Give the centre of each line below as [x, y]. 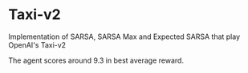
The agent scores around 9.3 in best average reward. [96, 60]
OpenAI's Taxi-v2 [37, 44]
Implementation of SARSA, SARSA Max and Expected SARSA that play [124, 36]
